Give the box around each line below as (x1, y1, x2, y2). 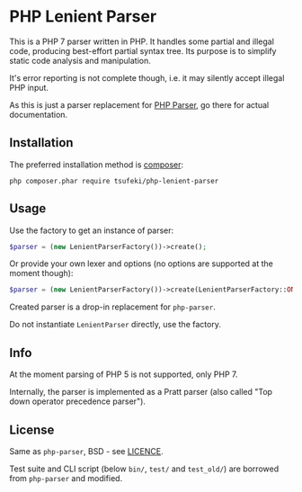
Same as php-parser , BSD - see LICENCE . (9, 445, 164, 456)
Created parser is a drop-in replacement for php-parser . (9, 301, 216, 312)
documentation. (9, 109, 68, 120)
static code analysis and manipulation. (9, 55, 151, 66)
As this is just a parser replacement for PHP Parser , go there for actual (9, 99, 270, 110)
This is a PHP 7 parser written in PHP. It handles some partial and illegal (9, 36, 274, 47)
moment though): (9, 268, 74, 279)
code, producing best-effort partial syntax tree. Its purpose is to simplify (9, 45, 277, 56)
